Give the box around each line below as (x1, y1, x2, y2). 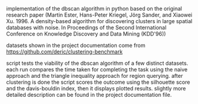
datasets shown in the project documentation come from (6, 42, 146, 49)
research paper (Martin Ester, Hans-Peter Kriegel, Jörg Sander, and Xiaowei (6, 11, 193, 18)
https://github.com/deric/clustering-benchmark (6, 48, 123, 55)
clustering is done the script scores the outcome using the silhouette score (6, 78, 190, 86)
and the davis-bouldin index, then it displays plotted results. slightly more (6, 85, 186, 92)
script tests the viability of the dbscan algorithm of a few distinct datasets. (6, 59, 188, 67)
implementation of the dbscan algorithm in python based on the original (6, 5, 182, 12)
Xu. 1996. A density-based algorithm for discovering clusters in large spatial (6, 18, 193, 24)
